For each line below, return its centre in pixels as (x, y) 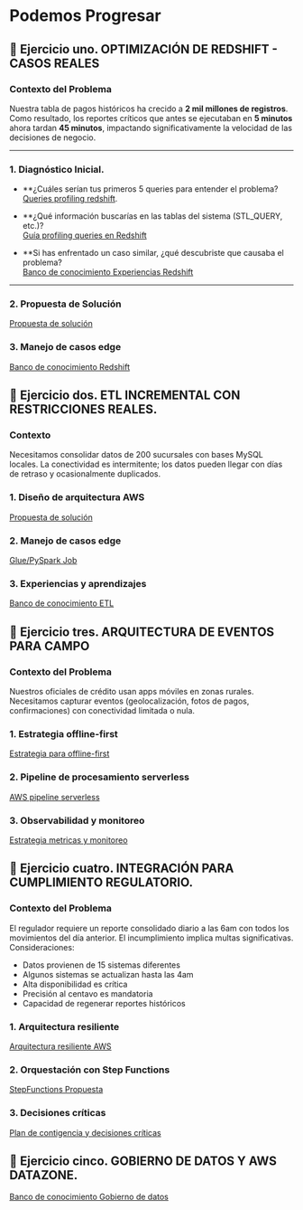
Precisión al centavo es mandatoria (87, 993)
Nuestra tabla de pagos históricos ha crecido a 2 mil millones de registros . (149, 109)
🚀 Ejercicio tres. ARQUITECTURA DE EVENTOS (142, 632)
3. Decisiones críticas (58, 1113)
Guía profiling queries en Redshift (84, 235)
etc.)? (33, 226)
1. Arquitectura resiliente (64, 1026)
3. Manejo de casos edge (65, 347)
